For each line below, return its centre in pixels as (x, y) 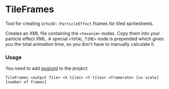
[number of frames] (26, 82)
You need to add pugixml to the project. (47, 68)
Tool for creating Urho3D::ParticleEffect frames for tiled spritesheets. (80, 23)
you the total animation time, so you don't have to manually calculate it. (80, 44)
